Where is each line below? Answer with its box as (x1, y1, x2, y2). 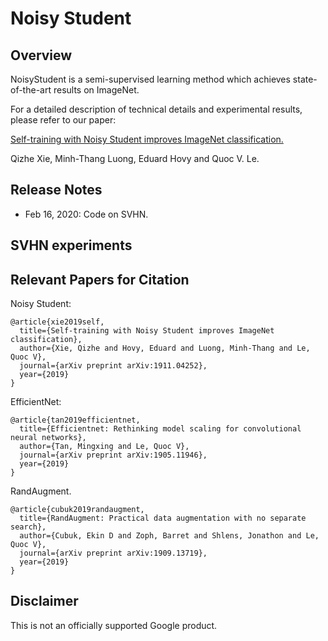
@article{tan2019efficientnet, (10, 415, 141, 426)
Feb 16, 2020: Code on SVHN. (24, 208, 149, 220)
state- (292, 73, 318, 85)
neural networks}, (10, 433, 87, 443)
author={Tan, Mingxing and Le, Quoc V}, (19, 442, 190, 452)
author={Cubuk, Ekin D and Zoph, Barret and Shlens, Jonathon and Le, (19, 531, 320, 541)
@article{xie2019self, (10, 317, 105, 327)
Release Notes (10, 182, 103, 199)
